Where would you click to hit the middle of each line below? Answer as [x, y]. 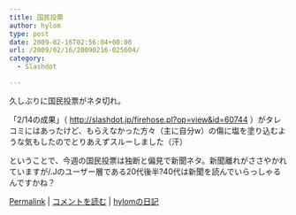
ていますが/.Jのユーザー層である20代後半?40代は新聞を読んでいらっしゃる [145, 171]
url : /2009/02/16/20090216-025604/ [75, 50]
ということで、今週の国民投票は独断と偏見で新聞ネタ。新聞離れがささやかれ [148, 160]
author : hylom [35, 26]
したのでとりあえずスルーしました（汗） [113, 142]
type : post [29, 34]
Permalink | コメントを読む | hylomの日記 [84, 201]
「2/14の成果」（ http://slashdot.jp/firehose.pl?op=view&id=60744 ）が [137, 119]
